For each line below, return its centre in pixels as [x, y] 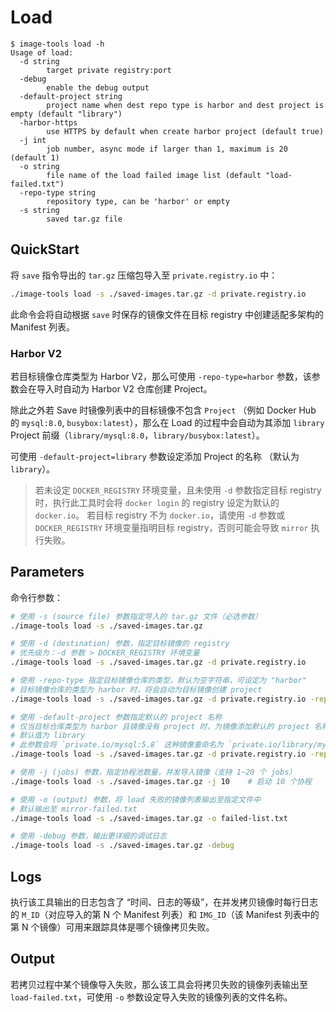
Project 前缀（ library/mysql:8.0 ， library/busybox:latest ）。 [137, 435]
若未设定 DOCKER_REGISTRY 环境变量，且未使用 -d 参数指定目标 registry [178, 490]
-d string [39, 61]
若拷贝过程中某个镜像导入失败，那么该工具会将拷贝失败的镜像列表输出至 [159, 984]
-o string [39, 166]
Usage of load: [42, 52]
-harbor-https [48, 122]
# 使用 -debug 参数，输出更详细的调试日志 [88, 836]
